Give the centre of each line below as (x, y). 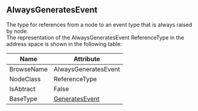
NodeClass (25, 79)
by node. (17, 31)
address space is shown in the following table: (64, 44)
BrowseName (29, 69)
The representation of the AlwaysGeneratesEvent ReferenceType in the (95, 37)
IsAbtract (22, 89)
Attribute (87, 59)
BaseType (23, 98)
